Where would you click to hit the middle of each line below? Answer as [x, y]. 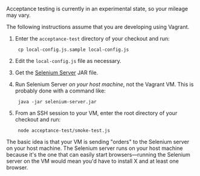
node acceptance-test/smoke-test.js [64, 131]
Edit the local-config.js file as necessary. [68, 61]
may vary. [19, 15]
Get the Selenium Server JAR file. [56, 73]
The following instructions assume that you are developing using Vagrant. [98, 27]
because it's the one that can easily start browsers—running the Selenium [98, 155]
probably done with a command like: [60, 91]
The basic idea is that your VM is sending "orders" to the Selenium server [98, 142]
